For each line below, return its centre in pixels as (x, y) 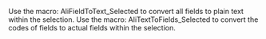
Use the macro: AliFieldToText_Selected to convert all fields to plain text (126, 11)
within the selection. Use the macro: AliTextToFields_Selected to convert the (133, 19)
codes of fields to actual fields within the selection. (92, 28)
